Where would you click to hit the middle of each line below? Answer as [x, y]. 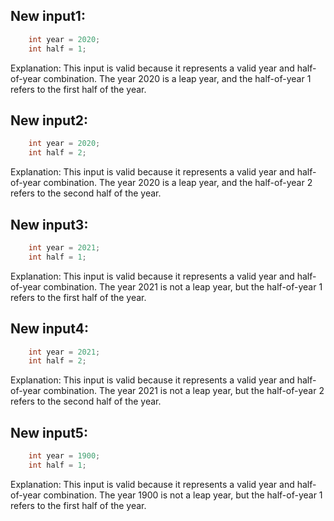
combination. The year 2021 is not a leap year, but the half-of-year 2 [184, 391]
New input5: [49, 432]
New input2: [49, 120]
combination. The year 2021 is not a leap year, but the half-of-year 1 [183, 286]
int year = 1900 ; [64, 456]
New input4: [49, 329]
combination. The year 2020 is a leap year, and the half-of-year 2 [178, 183]
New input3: [49, 224]
